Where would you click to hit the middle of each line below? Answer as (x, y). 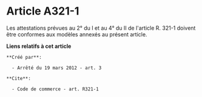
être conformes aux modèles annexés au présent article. (77, 34)
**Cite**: (19, 78)
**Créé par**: (24, 57)
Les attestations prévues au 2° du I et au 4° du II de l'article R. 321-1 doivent (101, 28)
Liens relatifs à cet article (39, 46)
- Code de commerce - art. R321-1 (55, 89)
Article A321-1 (43, 11)
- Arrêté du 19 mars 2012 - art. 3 (57, 68)
